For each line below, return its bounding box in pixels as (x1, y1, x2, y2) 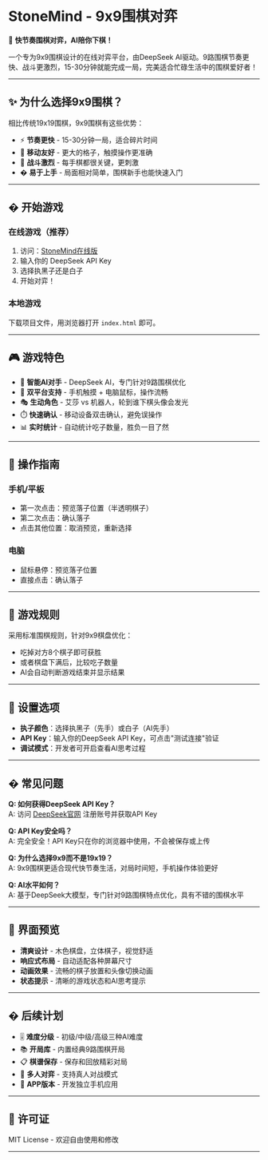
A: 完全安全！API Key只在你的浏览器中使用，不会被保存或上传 (8, 836, 211, 845)
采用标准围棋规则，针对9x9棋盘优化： (8, 630, 133, 640)
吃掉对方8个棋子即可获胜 (19, 648, 102, 657)
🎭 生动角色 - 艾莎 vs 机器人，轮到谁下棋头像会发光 (19, 397, 189, 407)
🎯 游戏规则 (8, 608, 60, 622)
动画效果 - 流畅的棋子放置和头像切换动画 (19, 966, 154, 975)
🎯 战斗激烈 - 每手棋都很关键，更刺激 (19, 157, 140, 167)
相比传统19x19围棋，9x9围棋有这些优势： (8, 117, 144, 128)
